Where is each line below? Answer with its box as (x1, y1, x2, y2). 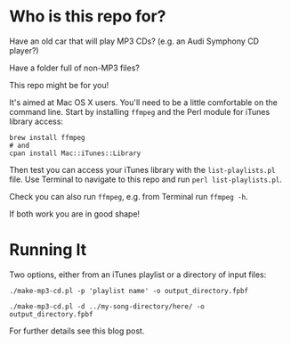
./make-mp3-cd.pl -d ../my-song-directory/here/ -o (9, 301, 205, 311)
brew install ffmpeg (9, 133, 86, 142)
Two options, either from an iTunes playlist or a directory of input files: (9, 269, 267, 280)
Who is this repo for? (9, 6, 166, 27)
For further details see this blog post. (9, 325, 145, 336)
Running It (9, 240, 87, 260)
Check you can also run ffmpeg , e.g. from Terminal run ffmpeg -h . (9, 191, 248, 201)
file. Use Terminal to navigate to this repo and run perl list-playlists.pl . (9, 174, 283, 185)
